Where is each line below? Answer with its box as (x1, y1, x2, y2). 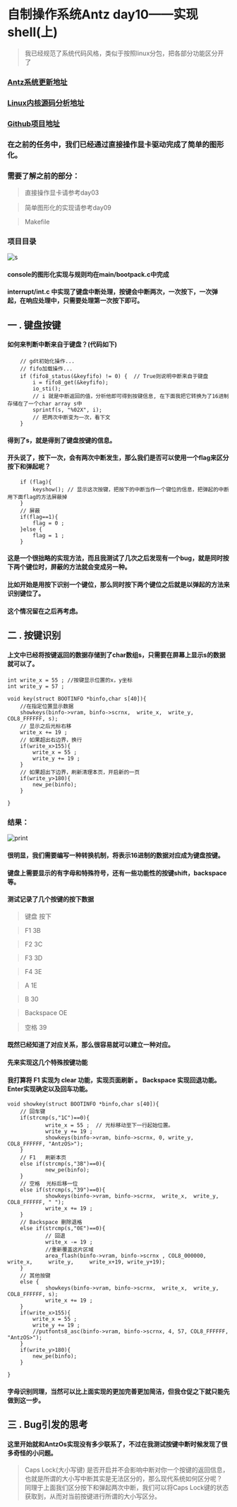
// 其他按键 (20, 1272, 51, 1280)
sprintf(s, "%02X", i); (32, 406, 102, 413)
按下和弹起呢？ (7, 462, 51, 471)
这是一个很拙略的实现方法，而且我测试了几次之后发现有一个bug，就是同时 (7, 554, 224, 563)
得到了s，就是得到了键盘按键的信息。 (7, 436, 116, 445)
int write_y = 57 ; (7, 683, 65, 690)
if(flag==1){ (20, 513, 59, 520)
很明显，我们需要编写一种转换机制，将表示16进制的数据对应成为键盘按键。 (7, 851, 224, 860)
